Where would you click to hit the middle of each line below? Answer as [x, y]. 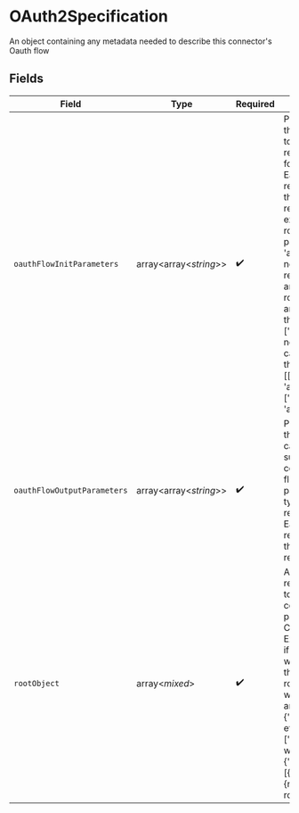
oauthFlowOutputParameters [71, 490]
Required [255, 104]
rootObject [36, 683]
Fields [27, 79]
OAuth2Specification [89, 17]
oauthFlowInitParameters [66, 264]
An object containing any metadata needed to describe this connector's [141, 41]
